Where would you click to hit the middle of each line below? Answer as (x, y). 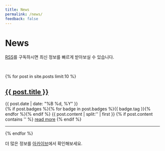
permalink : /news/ (24, 14)
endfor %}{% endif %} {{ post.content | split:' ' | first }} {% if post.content (79, 114)
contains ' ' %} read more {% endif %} (43, 119)
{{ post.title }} (27, 92)
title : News (17, 10)
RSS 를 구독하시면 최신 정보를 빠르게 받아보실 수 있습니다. (60, 57)
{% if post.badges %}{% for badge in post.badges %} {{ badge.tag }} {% (78, 109)
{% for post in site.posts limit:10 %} (41, 76)
